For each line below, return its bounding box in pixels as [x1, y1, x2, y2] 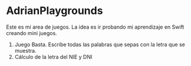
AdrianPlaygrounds [6, 4, 103, 18]
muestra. [14, 47, 37, 54]
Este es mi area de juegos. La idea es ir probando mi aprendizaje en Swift [6, 23, 185, 30]
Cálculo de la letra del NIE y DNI [14, 53, 93, 60]
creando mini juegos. [6, 29, 57, 36]
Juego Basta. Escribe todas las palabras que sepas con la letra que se [14, 41, 186, 48]
